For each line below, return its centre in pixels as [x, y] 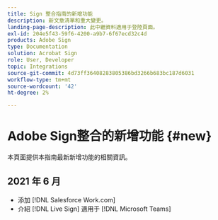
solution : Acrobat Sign [42, 54]
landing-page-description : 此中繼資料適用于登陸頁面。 [83, 27]
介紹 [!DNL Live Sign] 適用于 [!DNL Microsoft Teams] [94, 209]
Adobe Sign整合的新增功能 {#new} [110, 136]
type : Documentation [38, 47]
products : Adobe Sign [39, 40]
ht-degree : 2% [28, 93]
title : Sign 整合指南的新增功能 [50, 14]
